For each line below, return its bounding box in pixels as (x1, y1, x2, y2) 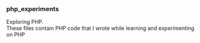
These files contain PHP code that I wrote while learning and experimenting (6, 24, 195, 32)
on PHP (6, 31, 25, 38)
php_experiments (6, 5, 59, 13)
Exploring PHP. (6, 19, 44, 26)
